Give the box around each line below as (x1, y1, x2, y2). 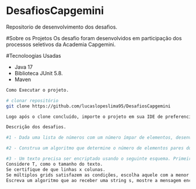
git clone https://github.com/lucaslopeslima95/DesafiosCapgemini (6, 103, 171, 109)
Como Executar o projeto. (6, 87, 69, 93)
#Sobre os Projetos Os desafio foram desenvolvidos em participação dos (6, 34, 182, 41)
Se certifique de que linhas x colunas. (6, 166, 106, 173)
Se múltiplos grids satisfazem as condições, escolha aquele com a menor (6, 172, 190, 178)
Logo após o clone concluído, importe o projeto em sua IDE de (6, 114, 163, 120)
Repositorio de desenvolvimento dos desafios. (6, 23, 118, 30)
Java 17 (14, 63, 33, 71)
